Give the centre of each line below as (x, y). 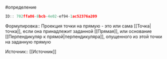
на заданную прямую (28, 41)
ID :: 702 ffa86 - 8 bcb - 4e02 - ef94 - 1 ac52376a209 (51, 16)
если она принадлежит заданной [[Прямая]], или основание (87, 31)
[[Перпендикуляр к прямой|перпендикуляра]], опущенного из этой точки (84, 36)
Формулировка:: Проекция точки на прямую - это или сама (69, 26)
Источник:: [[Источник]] (31, 51)
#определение (21, 7)
